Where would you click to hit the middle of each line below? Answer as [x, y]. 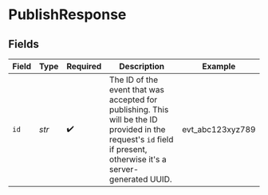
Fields [24, 44]
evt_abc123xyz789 [219, 129]
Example [219, 66]
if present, [128, 149]
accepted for [133, 99]
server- [124, 169]
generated [128, 179]
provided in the [137, 129]
